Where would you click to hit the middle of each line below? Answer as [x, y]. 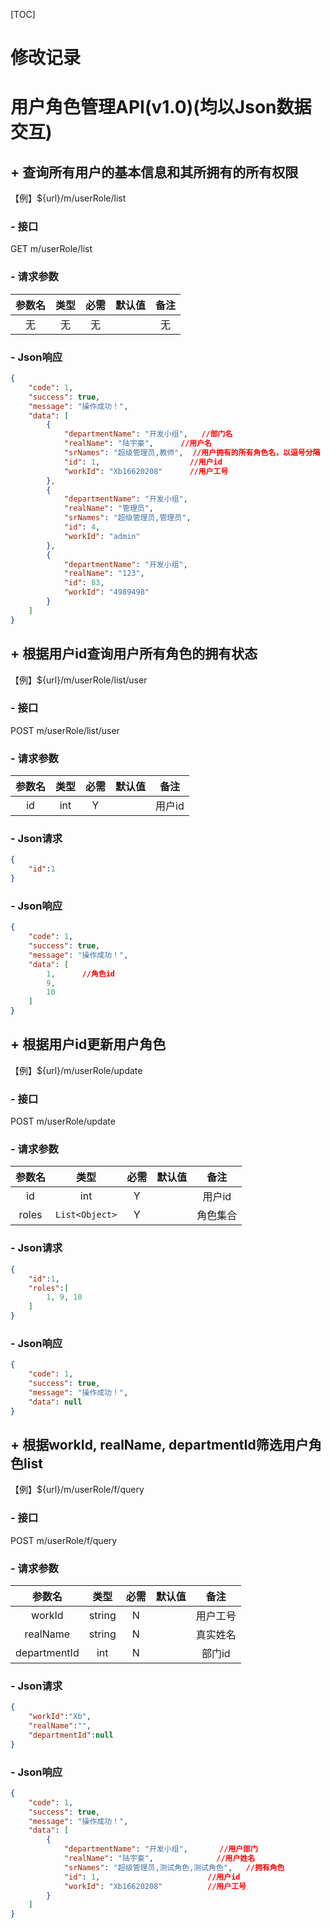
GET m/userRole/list [51, 249]
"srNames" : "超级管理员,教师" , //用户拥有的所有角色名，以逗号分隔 [192, 453]
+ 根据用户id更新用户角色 [88, 1044]
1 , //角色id [80, 974]
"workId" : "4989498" [106, 592]
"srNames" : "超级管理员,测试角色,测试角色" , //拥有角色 [174, 1867]
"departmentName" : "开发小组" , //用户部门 [160, 1849]
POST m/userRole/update [63, 1121]
